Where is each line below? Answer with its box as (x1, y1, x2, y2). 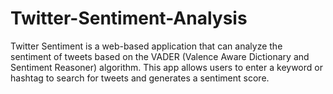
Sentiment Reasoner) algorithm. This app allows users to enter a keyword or (10, 61, 323, 73)
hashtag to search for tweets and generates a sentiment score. (10, 72, 270, 84)
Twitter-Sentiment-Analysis (10, 7, 248, 30)
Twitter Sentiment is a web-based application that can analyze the (10, 40, 283, 52)
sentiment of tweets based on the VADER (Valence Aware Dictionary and (10, 50, 310, 62)
